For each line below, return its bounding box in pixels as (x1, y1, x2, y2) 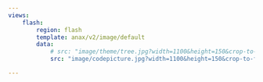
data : (36, 41, 55, 48)
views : (8, 11, 30, 20)
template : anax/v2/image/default (36, 33, 146, 41)
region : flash (36, 26, 82, 34)
